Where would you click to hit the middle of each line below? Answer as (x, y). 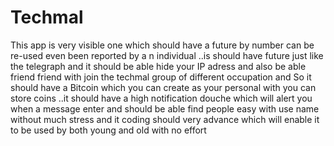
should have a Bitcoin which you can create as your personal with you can (163, 87)
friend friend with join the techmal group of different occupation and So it (161, 77)
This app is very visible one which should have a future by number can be (162, 45)
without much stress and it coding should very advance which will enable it (165, 119)
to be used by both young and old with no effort (108, 130)
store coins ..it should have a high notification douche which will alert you (161, 98)
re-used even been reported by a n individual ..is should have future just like (167, 55)
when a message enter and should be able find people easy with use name (165, 108)
